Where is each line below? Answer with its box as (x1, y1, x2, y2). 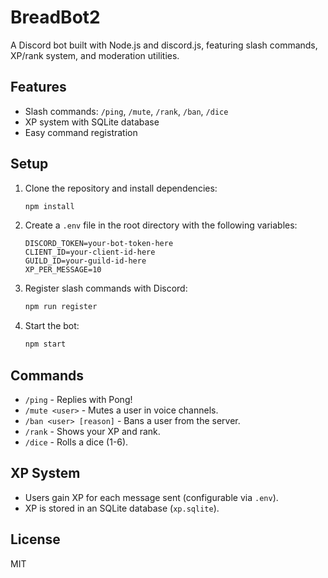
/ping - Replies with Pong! (24, 394, 133, 405)
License (10, 531, 61, 548)
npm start (24, 339, 67, 350)
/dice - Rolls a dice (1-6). (24, 436, 129, 448)
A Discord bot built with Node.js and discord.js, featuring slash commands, (10, 39, 318, 51)
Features (10, 79, 67, 96)
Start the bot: (24, 320, 80, 332)
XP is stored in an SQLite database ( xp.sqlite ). (24, 502, 220, 514)
